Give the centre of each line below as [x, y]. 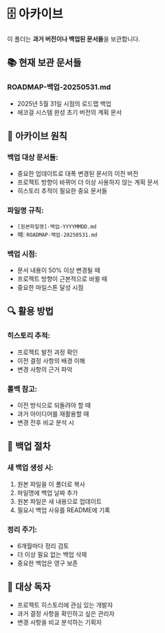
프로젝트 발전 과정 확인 [47, 352]
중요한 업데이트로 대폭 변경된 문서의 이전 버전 [78, 174]
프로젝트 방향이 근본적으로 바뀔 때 [62, 279]
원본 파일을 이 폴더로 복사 [51, 484]
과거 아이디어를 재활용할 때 [53, 413]
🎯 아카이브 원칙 [37, 136]
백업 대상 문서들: [33, 157]
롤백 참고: [22, 389]
